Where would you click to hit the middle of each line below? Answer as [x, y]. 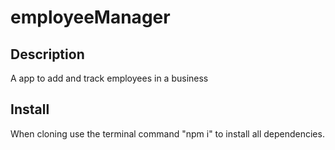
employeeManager [90, 17]
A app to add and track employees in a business [109, 78]
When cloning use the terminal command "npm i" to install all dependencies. [167, 133]
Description [47, 54]
